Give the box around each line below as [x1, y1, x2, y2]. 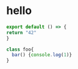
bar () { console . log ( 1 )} [12, 52, 72, 58]
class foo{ [6, 46, 34, 53]
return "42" [6, 29, 37, 35]
